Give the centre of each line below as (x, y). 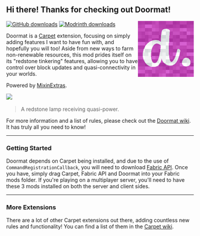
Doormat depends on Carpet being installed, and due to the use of (87, 161)
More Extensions (31, 207)
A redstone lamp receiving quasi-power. (70, 109)
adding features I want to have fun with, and (60, 42)
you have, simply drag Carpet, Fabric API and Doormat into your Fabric (93, 174)
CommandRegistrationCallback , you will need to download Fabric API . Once (97, 167)
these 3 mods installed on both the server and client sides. (78, 187)
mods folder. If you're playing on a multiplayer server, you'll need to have (96, 180)
